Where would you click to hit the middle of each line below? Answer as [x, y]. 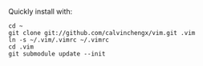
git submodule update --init [57, 54]
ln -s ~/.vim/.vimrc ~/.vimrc [59, 40]
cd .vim [21, 47]
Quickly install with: [41, 12]
